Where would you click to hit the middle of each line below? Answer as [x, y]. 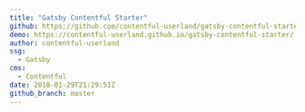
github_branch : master [52, 93]
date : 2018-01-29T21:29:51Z [63, 85]
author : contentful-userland [64, 43]
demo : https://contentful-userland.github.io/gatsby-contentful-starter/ [152, 34]
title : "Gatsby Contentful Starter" [79, 18]
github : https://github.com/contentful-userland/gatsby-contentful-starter [156, 26]
